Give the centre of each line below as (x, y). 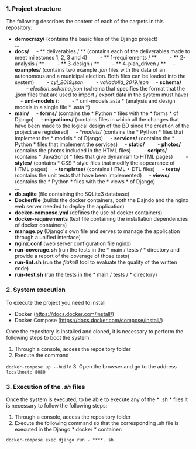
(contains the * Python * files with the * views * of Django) (85, 182)
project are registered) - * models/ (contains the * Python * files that (99, 132)
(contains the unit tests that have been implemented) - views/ (92, 175)
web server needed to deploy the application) (69, 207)
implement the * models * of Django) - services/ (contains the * (94, 138)
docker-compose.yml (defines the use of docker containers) (88, 213)
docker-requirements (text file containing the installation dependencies (101, 219)
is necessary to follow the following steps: (57, 405)
